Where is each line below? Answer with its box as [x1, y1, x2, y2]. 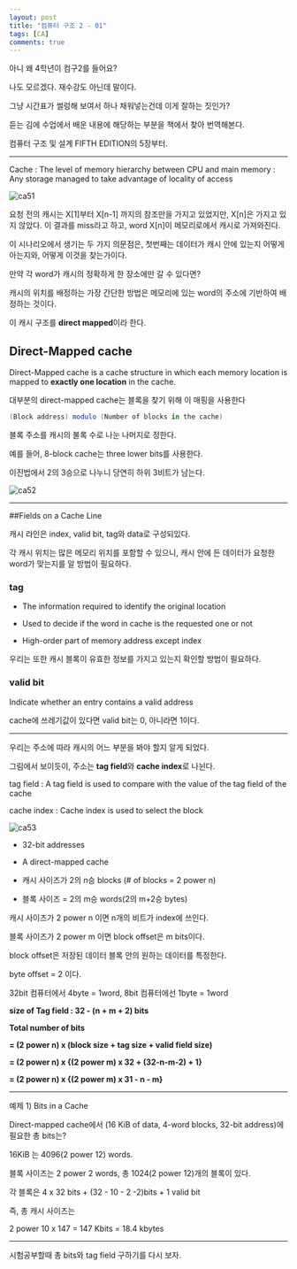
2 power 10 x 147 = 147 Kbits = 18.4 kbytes [9, 1223, 164, 1234]
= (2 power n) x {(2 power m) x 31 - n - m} [9, 1073, 164, 1084]
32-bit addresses [21, 839, 86, 850]
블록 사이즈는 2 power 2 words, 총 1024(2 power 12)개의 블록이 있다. [9, 1167, 251, 1178]
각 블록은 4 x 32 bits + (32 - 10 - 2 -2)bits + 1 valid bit [9, 1187, 201, 1197]
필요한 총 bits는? [9, 1130, 67, 1141]
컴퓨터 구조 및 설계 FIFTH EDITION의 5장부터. [9, 138, 168, 149]
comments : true [9, 37, 65, 47]
